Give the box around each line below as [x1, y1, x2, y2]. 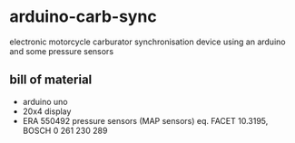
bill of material [9, 72, 93, 88]
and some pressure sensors [9, 45, 114, 56]
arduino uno [22, 96, 68, 107]
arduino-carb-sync [9, 6, 157, 27]
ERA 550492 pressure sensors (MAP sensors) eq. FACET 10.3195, [22, 115, 269, 126]
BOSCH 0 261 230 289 [22, 125, 108, 136]
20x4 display [22, 106, 72, 117]
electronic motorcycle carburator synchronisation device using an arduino [9, 36, 286, 47]
